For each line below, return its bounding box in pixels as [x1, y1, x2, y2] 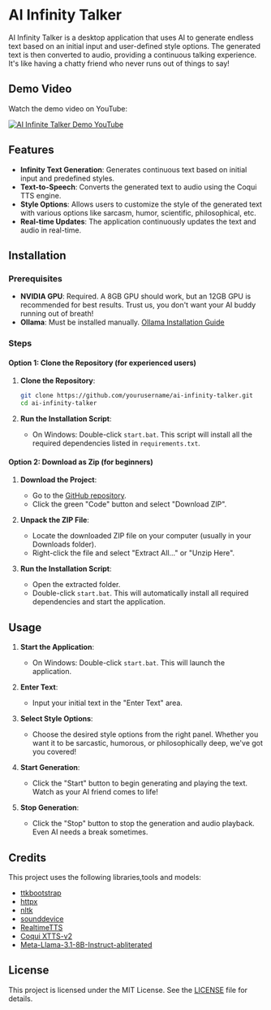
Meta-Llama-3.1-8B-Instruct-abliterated [19, 939, 153, 949]
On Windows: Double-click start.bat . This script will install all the [32, 429, 253, 440]
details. [8, 994, 33, 1003]
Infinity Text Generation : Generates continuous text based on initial [19, 164, 247, 174]
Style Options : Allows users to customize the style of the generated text [19, 199, 262, 209]
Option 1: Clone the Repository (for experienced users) [8, 358, 197, 368]
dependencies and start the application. [32, 597, 166, 607]
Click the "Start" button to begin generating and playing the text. [32, 778, 248, 788]
